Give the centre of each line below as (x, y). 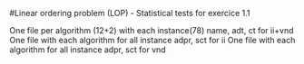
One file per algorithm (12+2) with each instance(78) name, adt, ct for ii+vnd (152, 30)
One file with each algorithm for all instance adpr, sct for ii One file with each (152, 40)
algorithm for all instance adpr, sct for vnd (88, 50)
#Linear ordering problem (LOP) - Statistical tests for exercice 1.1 (130, 13)
